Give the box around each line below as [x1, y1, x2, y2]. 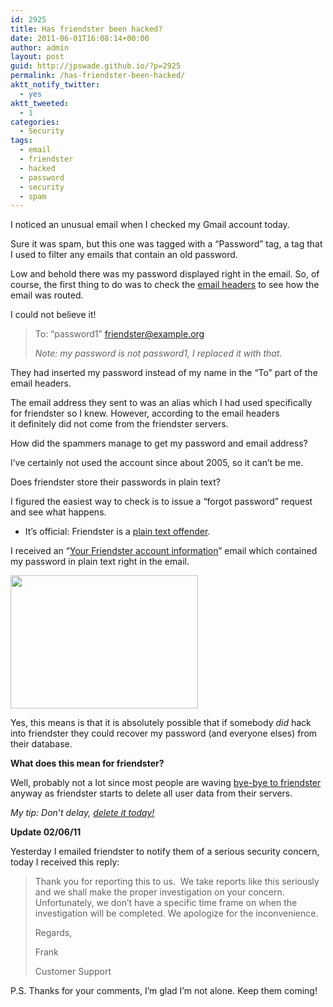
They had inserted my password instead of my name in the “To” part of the [10, 367, 318, 379]
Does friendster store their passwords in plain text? [10, 476, 222, 488]
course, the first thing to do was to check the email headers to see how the [10, 279, 320, 291]
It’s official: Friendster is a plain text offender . [24, 526, 211, 538]
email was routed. [10, 289, 84, 301]
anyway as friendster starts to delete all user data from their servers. [10, 787, 293, 800]
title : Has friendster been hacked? [10, 24, 163, 34]
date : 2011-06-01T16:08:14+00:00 [10, 33, 150, 43]
